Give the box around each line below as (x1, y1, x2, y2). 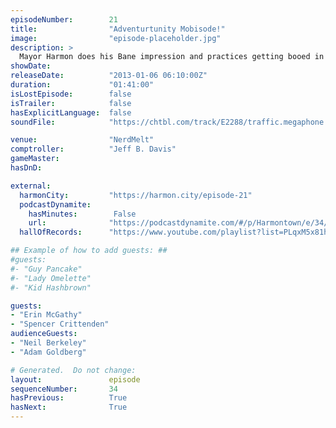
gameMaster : (10, 154, 60, 164)
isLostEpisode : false (10, 89, 132, 99)
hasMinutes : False (28, 209, 137, 219)
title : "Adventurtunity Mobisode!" (10, 24, 226, 34)
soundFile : (10, 117, 56, 127)
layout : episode (10, 374, 141, 385)
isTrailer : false (10, 98, 132, 108)
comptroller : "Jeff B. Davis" (10, 144, 177, 155)
